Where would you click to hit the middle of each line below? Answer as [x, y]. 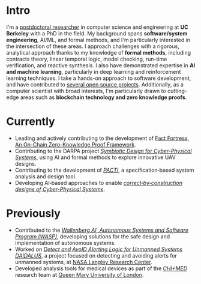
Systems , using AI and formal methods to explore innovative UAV [95, 157]
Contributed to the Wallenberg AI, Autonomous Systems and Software [102, 230]
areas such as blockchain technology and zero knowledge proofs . [103, 97]
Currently [31, 122]
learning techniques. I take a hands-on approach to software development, [99, 78]
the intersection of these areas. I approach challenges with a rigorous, [93, 46]
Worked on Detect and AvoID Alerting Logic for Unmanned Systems [99, 249]
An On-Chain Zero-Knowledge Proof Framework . [75, 144]
